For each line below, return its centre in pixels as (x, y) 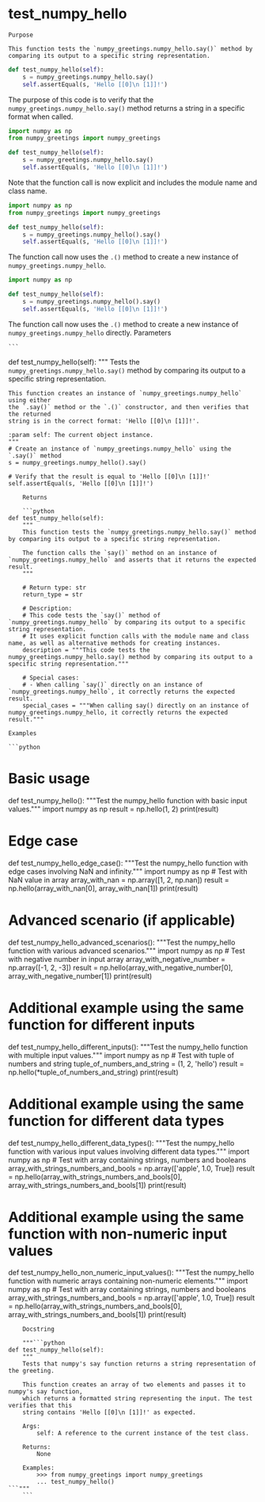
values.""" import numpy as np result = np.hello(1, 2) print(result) (114, 809)
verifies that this (40, 1406)
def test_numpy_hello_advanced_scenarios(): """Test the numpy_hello (122, 942)
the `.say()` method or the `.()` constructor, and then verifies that (129, 407)
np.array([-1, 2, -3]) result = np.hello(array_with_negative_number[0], (121, 967)
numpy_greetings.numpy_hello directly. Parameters (90, 332)
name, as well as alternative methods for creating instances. (115, 643)
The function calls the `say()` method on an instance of (120, 553)
